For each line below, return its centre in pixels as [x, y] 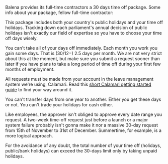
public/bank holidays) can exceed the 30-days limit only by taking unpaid [81, 151]
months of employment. [30, 69]
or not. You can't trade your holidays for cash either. [59, 105]
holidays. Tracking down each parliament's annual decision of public [76, 28]
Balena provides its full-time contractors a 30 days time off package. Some [83, 7]
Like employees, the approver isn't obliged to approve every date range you [84, 114]
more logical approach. [29, 136]
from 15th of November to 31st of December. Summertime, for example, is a [83, 130]
